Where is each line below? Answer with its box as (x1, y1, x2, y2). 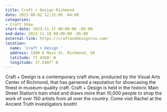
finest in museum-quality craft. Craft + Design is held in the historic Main (5, 85, 159, 91)
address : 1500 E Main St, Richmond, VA (10, 50, 95, 55)
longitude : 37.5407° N (10, 60, 58, 65)
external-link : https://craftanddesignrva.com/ (5, 36, 109, 41)
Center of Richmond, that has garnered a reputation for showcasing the (5, 79, 156, 85)
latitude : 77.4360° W (10, 55, 56, 60)
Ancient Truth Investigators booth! (5, 101, 77, 107)
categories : (5, 17, 31, 22)
